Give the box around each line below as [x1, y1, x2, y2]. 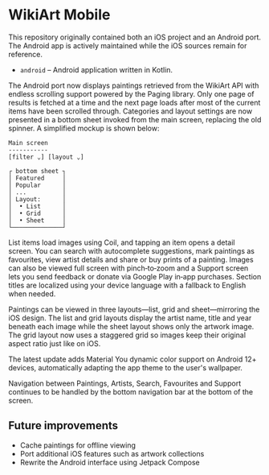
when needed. [8, 288, 56, 299]
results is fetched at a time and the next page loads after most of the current [8, 97, 261, 107]
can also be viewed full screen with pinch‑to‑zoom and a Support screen [8, 263, 249, 273]
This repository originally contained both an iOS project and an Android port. [8, 32, 262, 42]
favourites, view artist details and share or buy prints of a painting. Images [8, 254, 255, 264]
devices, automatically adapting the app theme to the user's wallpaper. [8, 362, 243, 372]
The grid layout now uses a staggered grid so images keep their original [8, 330, 247, 340]
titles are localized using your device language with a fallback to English [8, 280, 247, 290]
